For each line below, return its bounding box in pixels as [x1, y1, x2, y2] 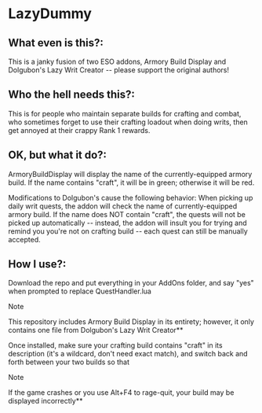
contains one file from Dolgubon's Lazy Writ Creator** [8, 326, 184, 335]
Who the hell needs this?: [8, 88, 136, 101]
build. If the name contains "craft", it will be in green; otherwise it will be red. [8, 178, 255, 187]
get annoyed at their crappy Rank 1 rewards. [8, 125, 151, 135]
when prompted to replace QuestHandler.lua [8, 286, 151, 296]
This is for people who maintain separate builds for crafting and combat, [8, 109, 242, 118]
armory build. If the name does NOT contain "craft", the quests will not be [8, 209, 246, 219]
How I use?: [8, 257, 67, 271]
